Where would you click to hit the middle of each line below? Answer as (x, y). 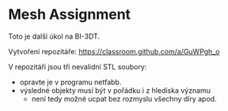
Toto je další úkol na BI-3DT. (54, 36)
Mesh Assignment (70, 15)
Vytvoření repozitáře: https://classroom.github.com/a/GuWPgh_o (114, 51)
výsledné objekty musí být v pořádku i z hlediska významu (115, 90)
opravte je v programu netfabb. (70, 82)
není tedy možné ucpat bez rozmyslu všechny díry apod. (124, 98)
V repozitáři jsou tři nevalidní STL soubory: (78, 67)
